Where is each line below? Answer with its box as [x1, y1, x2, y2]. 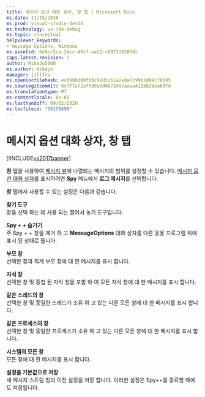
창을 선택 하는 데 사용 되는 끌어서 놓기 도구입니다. [6, 209, 124, 216]
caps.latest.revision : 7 [6, 55, 70, 61]
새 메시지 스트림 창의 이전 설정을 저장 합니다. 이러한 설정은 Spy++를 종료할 [6, 376, 184, 384]
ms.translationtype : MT [6, 89, 67, 95]
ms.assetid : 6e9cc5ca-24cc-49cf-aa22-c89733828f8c [6, 49, 138, 55]
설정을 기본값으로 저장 [6, 369, 59, 376]
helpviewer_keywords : [6, 37, 62, 43]
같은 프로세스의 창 [6, 320, 49, 327]
